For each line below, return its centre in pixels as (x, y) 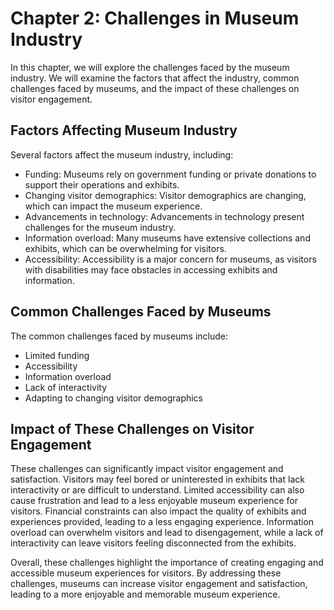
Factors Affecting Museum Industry (124, 130)
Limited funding (57, 355)
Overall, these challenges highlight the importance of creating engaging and (167, 563)
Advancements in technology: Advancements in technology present (164, 216)
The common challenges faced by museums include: (119, 336)
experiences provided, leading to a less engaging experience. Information (162, 522)
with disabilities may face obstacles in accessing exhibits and (151, 269)
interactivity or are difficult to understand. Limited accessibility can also (157, 490)
